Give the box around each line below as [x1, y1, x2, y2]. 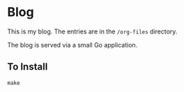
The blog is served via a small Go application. [7, 40, 138, 49]
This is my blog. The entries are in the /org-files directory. [7, 27, 178, 36]
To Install [7, 61, 48, 73]
